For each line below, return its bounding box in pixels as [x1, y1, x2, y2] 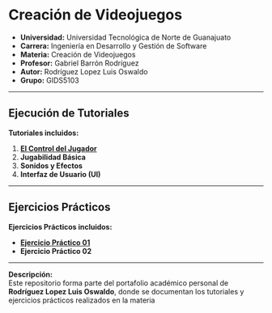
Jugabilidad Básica [19, 152, 87, 162]
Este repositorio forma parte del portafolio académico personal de [8, 277, 229, 288]
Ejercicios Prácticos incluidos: [8, 222, 113, 231]
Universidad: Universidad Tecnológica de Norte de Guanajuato [19, 32, 232, 42]
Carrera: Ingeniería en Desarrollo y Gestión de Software [19, 40, 207, 50]
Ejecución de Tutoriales [8, 107, 130, 121]
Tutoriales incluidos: [8, 128, 79, 137]
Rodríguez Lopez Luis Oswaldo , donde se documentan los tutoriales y [8, 286, 244, 296]
